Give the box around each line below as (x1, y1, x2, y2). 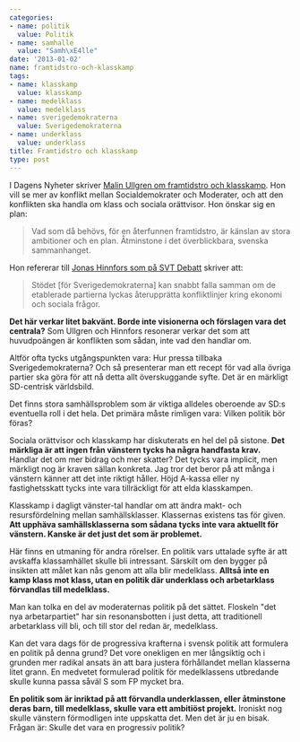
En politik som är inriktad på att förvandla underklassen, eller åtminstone (9, 693, 287, 704)
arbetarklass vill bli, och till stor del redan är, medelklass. (9, 620, 219, 631)
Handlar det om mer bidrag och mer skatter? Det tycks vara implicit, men (9, 454, 278, 465)
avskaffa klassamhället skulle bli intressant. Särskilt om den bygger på (9, 555, 268, 566)
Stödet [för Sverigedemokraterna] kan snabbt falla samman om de (30, 279, 276, 290)
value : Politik (17, 30, 74, 39)
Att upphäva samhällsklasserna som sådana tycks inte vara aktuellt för (9, 519, 279, 529)
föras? (9, 417, 33, 428)
